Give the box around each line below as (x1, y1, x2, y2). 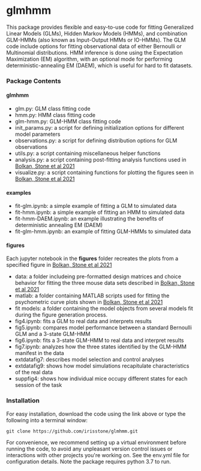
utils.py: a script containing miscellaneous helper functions (14, 150, 161, 157)
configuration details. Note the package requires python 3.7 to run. (6, 458, 171, 465)
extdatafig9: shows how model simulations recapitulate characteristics (14, 362, 190, 369)
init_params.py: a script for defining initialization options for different (14, 124, 184, 132)
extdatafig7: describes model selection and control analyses (14, 356, 164, 363)
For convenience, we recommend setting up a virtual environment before (6, 439, 187, 446)
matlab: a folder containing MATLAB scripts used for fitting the (14, 292, 170, 299)
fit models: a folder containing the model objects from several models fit (14, 305, 193, 312)
